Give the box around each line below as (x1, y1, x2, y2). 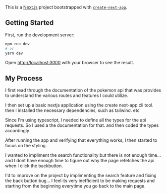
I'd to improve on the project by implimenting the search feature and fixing (5, 173, 157, 179)
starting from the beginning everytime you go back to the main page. (5, 183, 146, 189)
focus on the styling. (5, 143, 47, 149)
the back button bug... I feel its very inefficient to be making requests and (5, 178, 155, 184)
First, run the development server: (5, 32, 75, 38)
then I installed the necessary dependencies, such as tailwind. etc (5, 107, 140, 113)
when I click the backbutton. (5, 163, 63, 169)
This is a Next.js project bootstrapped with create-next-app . (5, 4, 128, 10)
